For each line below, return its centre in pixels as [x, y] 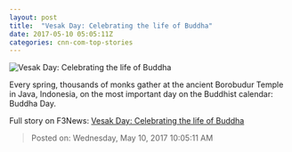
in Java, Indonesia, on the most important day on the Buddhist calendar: [141, 94]
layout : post [33, 17]
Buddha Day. [32, 104]
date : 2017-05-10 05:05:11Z [61, 34]
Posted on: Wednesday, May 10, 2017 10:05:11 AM [122, 138]
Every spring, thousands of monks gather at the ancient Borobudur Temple [146, 84]
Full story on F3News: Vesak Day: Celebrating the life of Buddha [127, 121]
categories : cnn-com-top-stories [71, 42]
